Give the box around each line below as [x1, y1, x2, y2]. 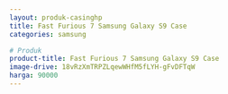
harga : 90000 [9, 71, 59, 81]
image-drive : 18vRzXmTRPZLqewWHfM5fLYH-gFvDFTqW [9, 63, 196, 72]
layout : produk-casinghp [9, 13, 103, 22]
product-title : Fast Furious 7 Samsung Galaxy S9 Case [9, 55, 220, 64]
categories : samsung [9, 30, 87, 38]
